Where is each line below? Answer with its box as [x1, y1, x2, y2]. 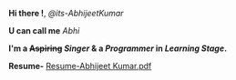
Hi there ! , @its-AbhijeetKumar [8, 8, 124, 18]
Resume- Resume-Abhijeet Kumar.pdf [8, 61, 152, 71]
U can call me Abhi [8, 25, 80, 35]
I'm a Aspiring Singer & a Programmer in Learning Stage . [8, 43, 228, 54]
